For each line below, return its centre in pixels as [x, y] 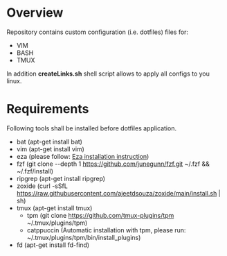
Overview [35, 13]
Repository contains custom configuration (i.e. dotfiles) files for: [97, 32]
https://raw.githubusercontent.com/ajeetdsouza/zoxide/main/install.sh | [118, 193]
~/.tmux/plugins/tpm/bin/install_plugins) [84, 237]
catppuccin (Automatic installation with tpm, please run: [106, 230]
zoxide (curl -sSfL [42, 186]
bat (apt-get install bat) [49, 142]
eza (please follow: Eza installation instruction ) [83, 156]
